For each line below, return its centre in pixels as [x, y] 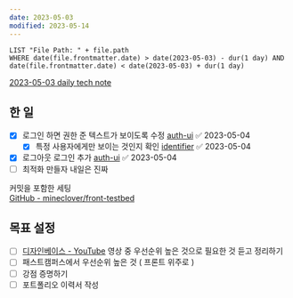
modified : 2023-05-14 [49, 26]
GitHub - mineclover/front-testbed [72, 197]
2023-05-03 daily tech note [61, 82]
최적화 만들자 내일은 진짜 [65, 169]
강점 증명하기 [45, 273]
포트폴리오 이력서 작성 [61, 285]
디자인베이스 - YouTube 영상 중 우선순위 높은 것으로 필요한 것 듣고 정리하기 [152, 251]
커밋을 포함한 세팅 [40, 188]
